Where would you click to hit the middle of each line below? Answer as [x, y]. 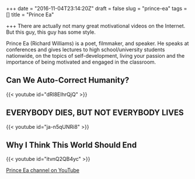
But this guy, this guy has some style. [51, 32]
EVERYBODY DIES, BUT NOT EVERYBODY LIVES [95, 113]
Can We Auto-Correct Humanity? [68, 80]
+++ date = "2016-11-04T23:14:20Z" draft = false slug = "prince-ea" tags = [97, 8]
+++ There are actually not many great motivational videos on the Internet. [96, 26]
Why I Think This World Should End [72, 145]
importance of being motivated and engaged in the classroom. [81, 62]
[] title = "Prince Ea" [30, 15]
